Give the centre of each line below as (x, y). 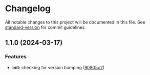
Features (16, 57)
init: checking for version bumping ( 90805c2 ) (58, 67)
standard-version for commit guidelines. (45, 27)
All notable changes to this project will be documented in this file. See (75, 22)
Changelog (28, 9)
